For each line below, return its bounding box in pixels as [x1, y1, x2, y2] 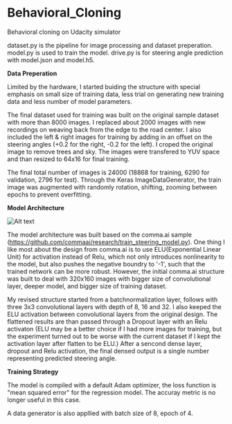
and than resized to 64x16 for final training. [7, 154, 130, 163]
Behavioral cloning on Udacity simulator [7, 28, 121, 36]
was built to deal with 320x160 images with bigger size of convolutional [7, 275, 211, 283]
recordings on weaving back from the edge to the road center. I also [7, 125, 202, 133]
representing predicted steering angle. [7, 354, 117, 362]
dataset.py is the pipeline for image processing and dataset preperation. [7, 41, 213, 49]
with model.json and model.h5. [7, 55, 95, 64]
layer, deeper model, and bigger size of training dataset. [7, 282, 168, 290]
